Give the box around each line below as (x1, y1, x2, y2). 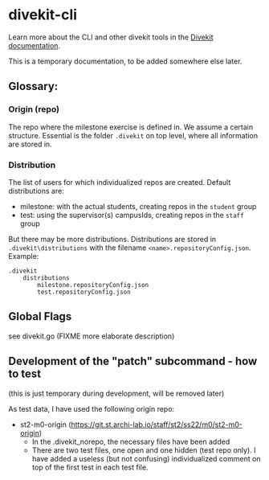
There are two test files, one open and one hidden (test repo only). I (31, 445, 256, 455)
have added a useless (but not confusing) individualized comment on (31, 453, 261, 463)
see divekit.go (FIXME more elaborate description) (8, 331, 175, 341)
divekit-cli (8, 6, 78, 24)
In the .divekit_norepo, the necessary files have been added (31, 437, 230, 446)
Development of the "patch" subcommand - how (8, 355, 258, 368)
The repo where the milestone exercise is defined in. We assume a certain (8, 122, 254, 132)
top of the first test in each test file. (31, 462, 149, 472)
